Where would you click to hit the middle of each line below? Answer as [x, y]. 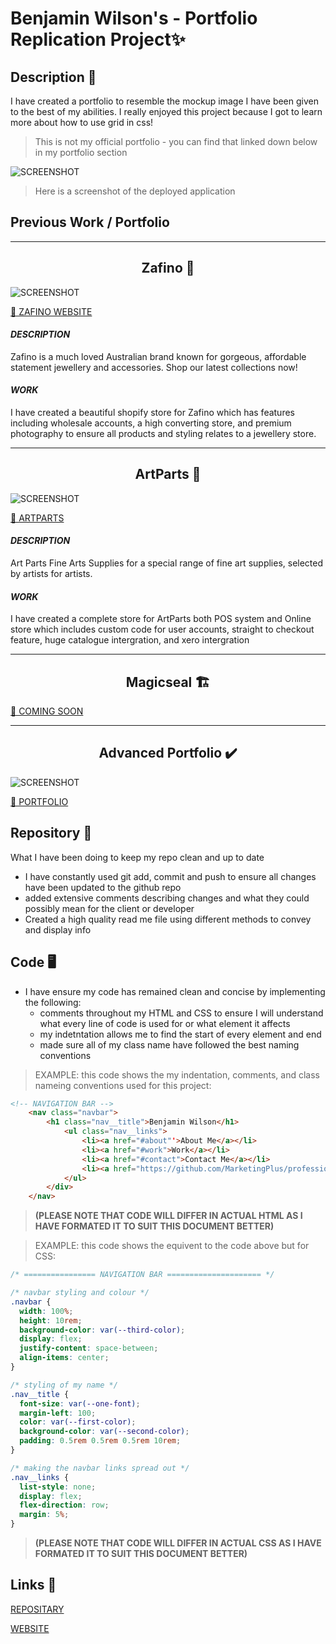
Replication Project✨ [98, 39]
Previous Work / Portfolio [90, 222]
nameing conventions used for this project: [123, 1085]
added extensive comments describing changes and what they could [167, 898]
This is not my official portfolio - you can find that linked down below [176, 141]
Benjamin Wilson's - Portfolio [134, 18]
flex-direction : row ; [64, 1505]
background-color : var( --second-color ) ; [104, 1432]
